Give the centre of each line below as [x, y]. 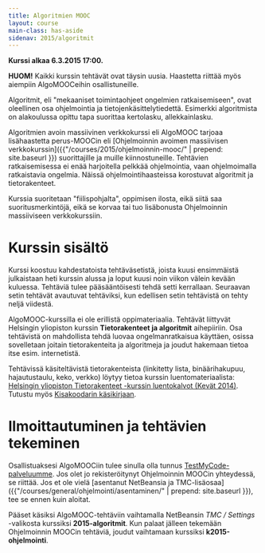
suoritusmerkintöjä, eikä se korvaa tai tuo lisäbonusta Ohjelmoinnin [118, 207]
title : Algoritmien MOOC [49, 16]
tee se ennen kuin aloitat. [49, 500]
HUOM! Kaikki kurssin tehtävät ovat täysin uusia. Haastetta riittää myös [125, 76]
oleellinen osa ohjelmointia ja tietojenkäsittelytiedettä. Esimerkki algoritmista [133, 109]
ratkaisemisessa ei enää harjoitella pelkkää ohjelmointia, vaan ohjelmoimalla [132, 166]
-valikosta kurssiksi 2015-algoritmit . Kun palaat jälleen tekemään [115, 523]
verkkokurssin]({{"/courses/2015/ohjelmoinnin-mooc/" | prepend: [116, 149]
